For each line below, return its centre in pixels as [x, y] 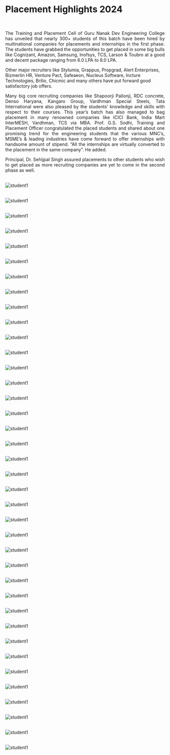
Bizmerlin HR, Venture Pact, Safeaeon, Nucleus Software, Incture [73, 75]
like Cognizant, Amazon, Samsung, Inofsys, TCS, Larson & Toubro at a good [85, 55]
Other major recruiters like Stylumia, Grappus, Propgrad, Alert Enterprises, [83, 70]
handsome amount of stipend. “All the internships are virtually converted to [85, 144]
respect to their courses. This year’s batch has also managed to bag [85, 112]
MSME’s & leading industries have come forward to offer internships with [85, 139]
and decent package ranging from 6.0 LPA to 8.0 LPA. [61, 60]
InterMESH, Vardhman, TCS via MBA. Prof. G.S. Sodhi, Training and [85, 123]
